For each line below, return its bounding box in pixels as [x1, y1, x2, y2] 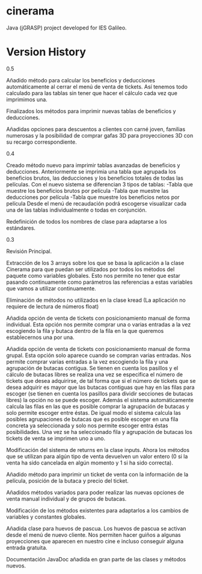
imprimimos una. [6, 96, 48, 103]
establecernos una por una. [6, 334, 75, 341]
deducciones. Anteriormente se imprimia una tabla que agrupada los [6, 168, 176, 175]
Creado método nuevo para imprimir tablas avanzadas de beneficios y [6, 161, 180, 169]
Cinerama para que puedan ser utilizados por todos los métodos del [6, 266, 175, 273]
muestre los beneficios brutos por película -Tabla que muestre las [6, 187, 169, 194]
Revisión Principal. [6, 248, 52, 255]
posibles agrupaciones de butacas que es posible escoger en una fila [6, 415, 179, 423]
